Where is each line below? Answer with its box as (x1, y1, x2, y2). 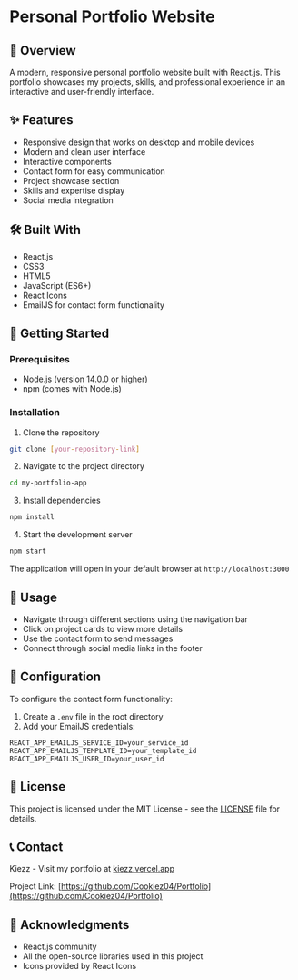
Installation (9, 406, 61, 419)
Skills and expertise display (22, 185, 125, 196)
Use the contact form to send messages (22, 633, 174, 644)
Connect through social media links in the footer (22, 642, 203, 653)
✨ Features (9, 112, 74, 128)
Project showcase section (22, 175, 120, 186)
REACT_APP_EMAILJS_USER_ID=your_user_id (9, 754, 165, 763)
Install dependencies (22, 495, 102, 506)
